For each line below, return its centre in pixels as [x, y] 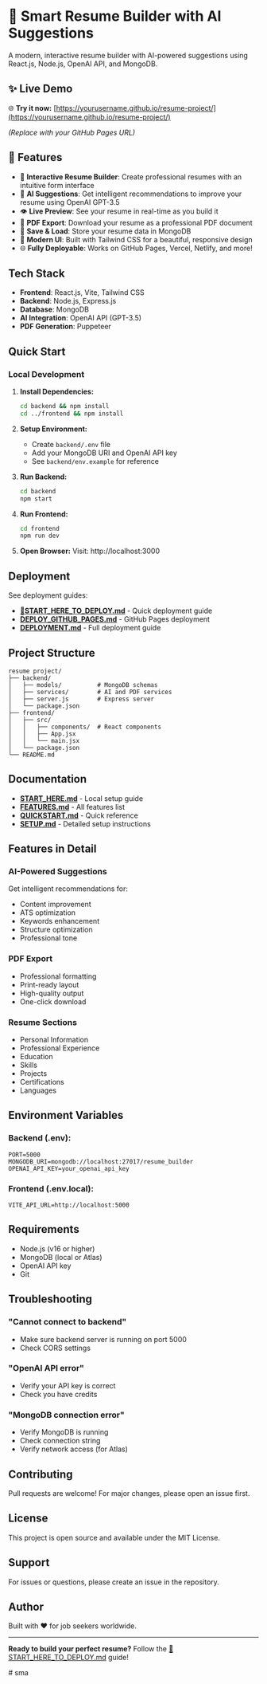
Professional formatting [58, 976]
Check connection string [60, 1441]
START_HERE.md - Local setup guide [81, 798]
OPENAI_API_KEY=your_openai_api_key [69, 1168]
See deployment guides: [48, 595]
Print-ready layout [49, 984]
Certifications [42, 1082]
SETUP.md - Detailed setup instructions [85, 823]
